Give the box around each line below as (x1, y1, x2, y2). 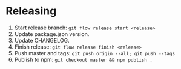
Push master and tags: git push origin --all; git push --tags (14, 49, 176, 56)
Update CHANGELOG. (14, 37, 70, 44)
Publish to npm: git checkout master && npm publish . (14, 56, 153, 63)
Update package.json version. (14, 30, 90, 37)
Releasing (5, 4, 57, 18)
